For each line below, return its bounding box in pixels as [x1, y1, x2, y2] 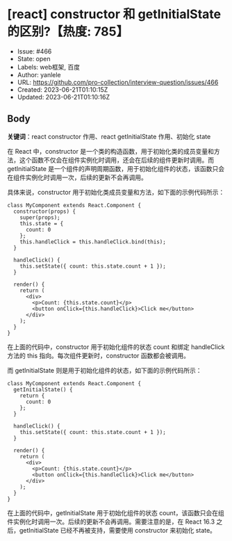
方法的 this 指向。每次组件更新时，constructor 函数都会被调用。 [7, 351, 190, 360]
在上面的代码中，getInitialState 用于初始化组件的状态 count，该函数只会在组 [7, 508, 224, 517]
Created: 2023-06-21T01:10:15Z [17, 85, 108, 94]
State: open [17, 54, 51, 63]
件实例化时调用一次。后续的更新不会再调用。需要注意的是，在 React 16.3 [7, 517, 215, 526]
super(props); [19, 213, 60, 221]
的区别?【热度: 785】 [7, 24, 129, 40]
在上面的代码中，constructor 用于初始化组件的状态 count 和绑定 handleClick [7, 342, 225, 351]
